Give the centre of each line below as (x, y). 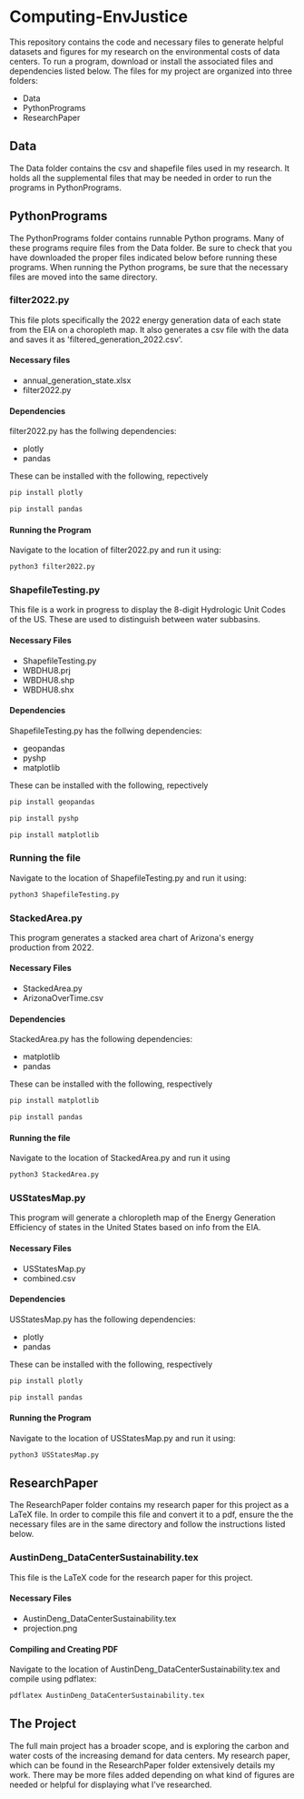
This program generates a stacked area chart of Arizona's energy (132, 937)
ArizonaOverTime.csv (63, 998)
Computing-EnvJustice (99, 17)
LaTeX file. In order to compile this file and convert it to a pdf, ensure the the (152, 1515)
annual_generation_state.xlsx (77, 380)
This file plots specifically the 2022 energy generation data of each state (145, 319)
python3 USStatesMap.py (54, 1455)
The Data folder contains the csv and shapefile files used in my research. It (150, 168)
